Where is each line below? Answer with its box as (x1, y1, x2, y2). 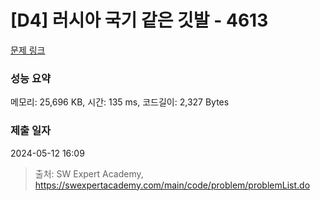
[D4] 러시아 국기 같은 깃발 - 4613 (10, 9, 269, 32)
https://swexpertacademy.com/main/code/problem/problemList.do (34, 179, 311, 191)
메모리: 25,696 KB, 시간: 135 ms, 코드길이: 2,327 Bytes (10, 96, 230, 108)
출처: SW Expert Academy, (34, 167, 144, 180)
